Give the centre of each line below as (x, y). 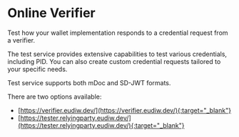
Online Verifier (51, 13)
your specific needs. (37, 69)
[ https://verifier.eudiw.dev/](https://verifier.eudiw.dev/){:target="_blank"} (124, 110)
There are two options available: (55, 97)
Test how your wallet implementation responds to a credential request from (118, 33)
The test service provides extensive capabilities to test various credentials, (117, 54)
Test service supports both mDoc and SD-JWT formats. (89, 82)
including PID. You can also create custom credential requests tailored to (114, 61)
